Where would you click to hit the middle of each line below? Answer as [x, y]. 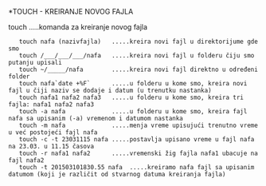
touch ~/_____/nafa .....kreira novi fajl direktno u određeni [139, 69]
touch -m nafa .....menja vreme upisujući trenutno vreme [139, 125]
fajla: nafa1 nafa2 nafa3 [51, 105]
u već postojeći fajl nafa [53, 133]
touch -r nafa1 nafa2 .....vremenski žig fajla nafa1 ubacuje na [139, 153]
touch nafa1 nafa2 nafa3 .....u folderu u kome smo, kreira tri [131, 97]
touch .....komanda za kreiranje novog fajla [78, 27]
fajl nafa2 [26, 160]
